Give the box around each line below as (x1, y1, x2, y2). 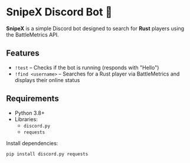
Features (6, 48, 40, 58)
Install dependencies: (6, 139, 58, 146)
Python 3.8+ (14, 109, 45, 116)
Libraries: (14, 115, 38, 123)
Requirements (6, 94, 59, 104)
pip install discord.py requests (6, 151, 89, 157)
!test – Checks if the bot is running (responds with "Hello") (14, 64, 159, 71)
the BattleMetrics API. (6, 31, 59, 38)
